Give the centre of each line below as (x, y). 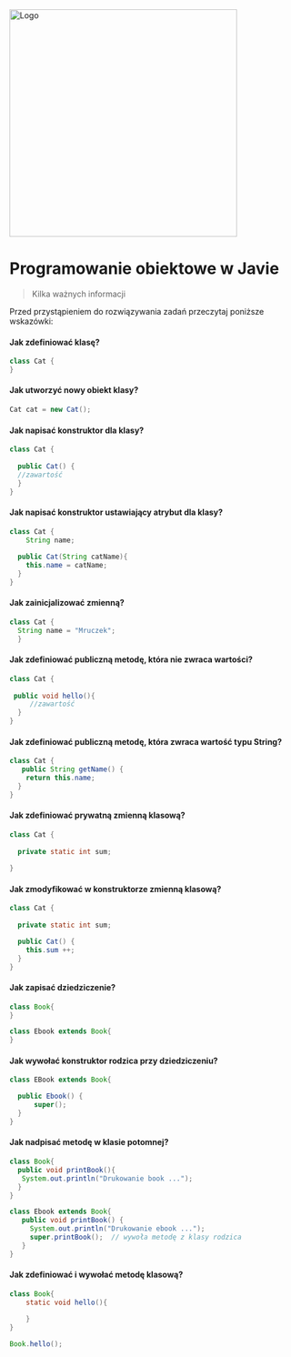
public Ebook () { (50, 1096)
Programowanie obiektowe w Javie (145, 269)
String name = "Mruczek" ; (67, 630)
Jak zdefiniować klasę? (55, 342)
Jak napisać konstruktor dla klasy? (77, 430)
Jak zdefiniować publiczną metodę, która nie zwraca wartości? (131, 659)
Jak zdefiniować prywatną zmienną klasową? (97, 815)
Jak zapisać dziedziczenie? (63, 988)
